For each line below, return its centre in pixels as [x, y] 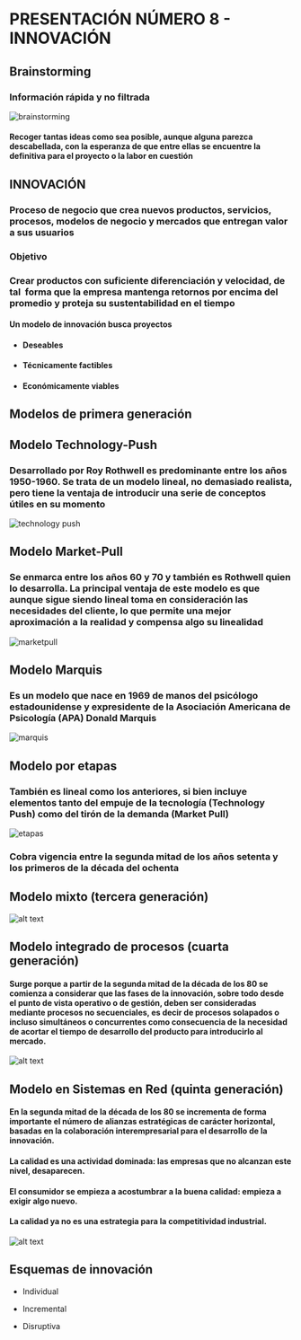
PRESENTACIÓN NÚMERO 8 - [120, 19]
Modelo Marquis [56, 670]
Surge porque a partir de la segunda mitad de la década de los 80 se [139, 983]
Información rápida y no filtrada [80, 97]
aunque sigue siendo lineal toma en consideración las [129, 600]
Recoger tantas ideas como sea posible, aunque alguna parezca [131, 137]
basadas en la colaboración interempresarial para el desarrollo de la [138, 1131]
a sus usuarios [42, 232]
